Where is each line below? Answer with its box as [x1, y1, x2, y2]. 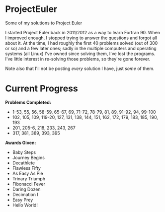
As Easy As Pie [12, 170, 43, 176]
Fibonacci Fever [12, 181, 46, 187]
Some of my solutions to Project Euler [5, 20, 82, 26]
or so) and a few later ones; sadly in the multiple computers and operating [5, 45, 157, 51]
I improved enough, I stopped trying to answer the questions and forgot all [5, 35, 158, 41]
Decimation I [12, 191, 38, 197]
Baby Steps [12, 149, 36, 155]
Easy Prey [12, 197, 33, 203]
